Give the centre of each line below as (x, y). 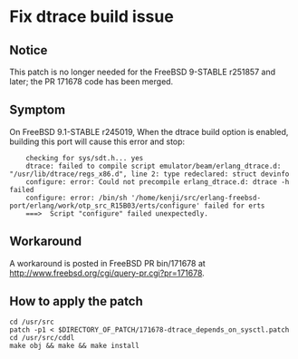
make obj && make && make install (75, 346)
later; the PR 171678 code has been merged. (91, 82)
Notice (29, 50)
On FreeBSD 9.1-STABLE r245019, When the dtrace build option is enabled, (149, 131)
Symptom (38, 110)
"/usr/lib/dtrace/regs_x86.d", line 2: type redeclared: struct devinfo (149, 174)
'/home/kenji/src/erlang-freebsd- (196, 198)
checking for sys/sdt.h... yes (85, 158)
